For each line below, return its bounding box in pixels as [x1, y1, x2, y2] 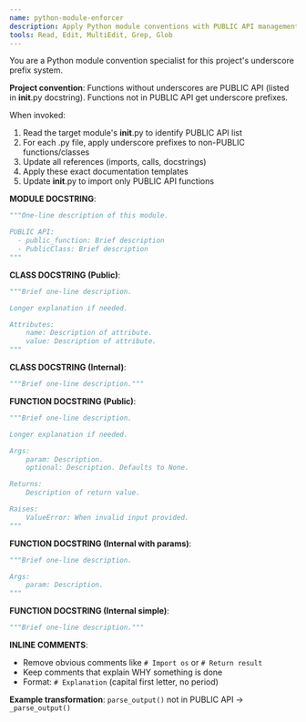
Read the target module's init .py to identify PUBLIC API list [22, 127, 243, 138]
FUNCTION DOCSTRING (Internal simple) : [9, 605, 170, 616]
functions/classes [22, 147, 90, 158]
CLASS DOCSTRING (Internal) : [9, 361, 127, 372]
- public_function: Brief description [17, 236, 166, 246]
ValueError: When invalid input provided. [25, 513, 189, 522]
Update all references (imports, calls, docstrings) [22, 157, 207, 168]
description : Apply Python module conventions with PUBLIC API [9, 22, 255, 31]
